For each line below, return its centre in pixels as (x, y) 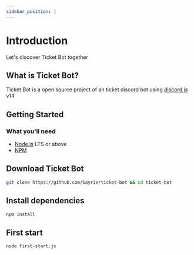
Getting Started (35, 115)
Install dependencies (45, 201)
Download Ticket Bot (45, 169)
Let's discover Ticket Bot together (47, 57)
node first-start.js (31, 246)
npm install (21, 214)
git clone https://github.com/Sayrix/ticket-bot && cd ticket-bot (89, 182)
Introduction (37, 40)
